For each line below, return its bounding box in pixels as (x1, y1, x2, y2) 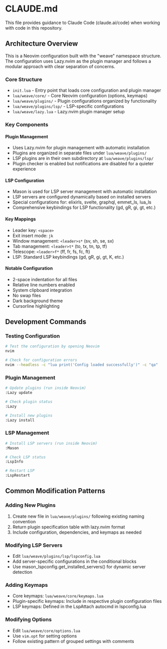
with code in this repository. (5, 25, 63, 31)
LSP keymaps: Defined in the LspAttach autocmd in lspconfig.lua (12, 603, 146, 609)
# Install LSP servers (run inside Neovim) (5, 441, 98, 446)
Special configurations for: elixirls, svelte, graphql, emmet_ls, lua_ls (12, 199, 151, 205)
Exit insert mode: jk (12, 233, 54, 239)
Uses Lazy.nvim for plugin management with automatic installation (12, 145, 149, 151)
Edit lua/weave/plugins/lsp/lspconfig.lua (12, 553, 101, 559)
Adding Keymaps (5, 581, 48, 588)
